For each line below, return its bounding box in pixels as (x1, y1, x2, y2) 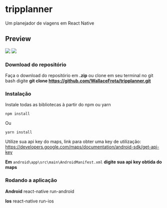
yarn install (5, 130, 32, 135)
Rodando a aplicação (5, 177, 57, 184)
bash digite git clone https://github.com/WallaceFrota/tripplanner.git (5, 78, 151, 84)
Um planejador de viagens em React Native (5, 20, 94, 26)
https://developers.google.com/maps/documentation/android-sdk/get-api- (5, 144, 159, 150)
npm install (5, 111, 30, 116)
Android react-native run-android (5, 188, 74, 194)
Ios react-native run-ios (5, 198, 54, 204)
